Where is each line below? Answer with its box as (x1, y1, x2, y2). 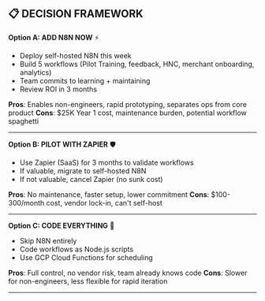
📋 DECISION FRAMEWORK (8, 7, 144, 20)
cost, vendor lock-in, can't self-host (46, 198, 163, 207)
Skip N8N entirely (19, 236, 77, 245)
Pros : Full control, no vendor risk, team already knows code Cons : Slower (8, 268, 248, 277)
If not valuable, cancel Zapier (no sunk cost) (19, 174, 163, 184)
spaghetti (8, 116, 39, 125)
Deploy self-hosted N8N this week (19, 50, 132, 60)
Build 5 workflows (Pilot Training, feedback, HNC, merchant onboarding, (19, 59, 255, 69)
